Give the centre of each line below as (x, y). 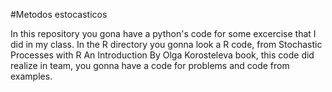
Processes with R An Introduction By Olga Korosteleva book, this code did (162, 55)
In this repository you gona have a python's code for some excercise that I (163, 33)
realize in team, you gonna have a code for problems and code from (150, 65)
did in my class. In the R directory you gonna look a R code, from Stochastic (166, 44)
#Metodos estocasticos (59, 14)
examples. (31, 76)
